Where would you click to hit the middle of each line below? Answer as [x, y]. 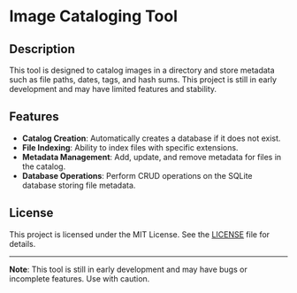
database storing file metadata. [79, 185]
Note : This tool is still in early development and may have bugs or [128, 269]
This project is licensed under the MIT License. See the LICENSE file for [140, 234]
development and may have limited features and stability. [113, 89]
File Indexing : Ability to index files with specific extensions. [130, 147]
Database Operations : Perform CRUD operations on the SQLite [137, 175]
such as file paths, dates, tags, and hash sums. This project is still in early [143, 80]
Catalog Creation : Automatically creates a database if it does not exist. [151, 138]
